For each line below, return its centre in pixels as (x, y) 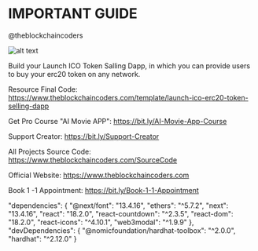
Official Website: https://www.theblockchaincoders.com (99, 175)
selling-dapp (29, 106)
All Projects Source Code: (50, 151)
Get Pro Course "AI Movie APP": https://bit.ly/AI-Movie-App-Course (118, 121)
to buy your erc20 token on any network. (74, 74)
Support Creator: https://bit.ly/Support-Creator (84, 136)
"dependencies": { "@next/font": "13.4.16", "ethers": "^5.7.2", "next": (118, 206)
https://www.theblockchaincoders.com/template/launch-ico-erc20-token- (129, 97)
